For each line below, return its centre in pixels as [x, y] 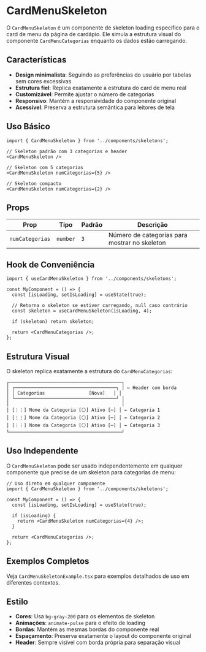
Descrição [152, 225]
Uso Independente [42, 451]
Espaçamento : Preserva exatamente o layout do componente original [103, 636]
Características [36, 60]
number [66, 239]
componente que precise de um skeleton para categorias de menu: [91, 472]
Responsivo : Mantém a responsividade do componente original [96, 100]
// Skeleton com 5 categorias [45, 167]
